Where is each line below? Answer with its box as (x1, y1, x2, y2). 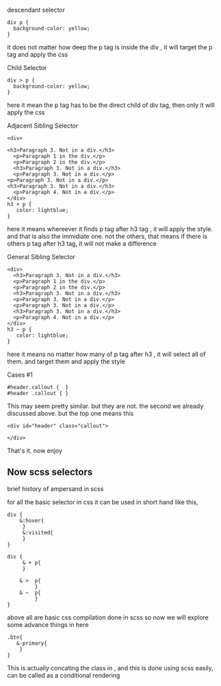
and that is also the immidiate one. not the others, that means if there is (7, 233, 207, 240)
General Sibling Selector (7, 253, 75, 261)
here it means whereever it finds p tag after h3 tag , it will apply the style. (7, 225, 213, 233)
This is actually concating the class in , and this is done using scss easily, (7, 663, 213, 672)
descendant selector (7, 6, 65, 14)
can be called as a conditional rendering (7, 671, 120, 679)
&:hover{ (19, 517, 44, 524)
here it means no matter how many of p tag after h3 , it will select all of (7, 350, 206, 358)
